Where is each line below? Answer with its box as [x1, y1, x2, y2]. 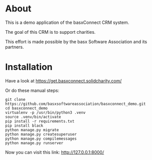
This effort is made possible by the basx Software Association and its [5, 38, 148, 45]
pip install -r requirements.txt [5, 119, 75, 124]
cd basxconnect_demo [5, 105, 48, 111]
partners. [5, 44, 24, 50]
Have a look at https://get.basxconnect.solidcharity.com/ [5, 78, 122, 83]
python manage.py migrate [5, 127, 59, 132]
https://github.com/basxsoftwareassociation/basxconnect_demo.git [5, 101, 146, 106]
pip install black [5, 123, 43, 128]
